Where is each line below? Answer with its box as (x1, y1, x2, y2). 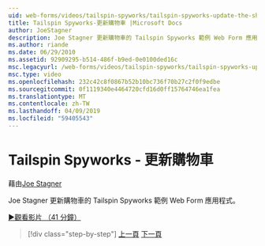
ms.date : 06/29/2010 (8, 48, 77, 56)
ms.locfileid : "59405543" (8, 115, 93, 123)
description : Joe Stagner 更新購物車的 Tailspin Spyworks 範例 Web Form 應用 (8, 33, 258, 42)
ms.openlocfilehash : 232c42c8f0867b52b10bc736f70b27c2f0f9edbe (8, 78, 221, 85)
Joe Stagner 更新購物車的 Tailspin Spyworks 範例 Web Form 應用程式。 (8, 195, 241, 205)
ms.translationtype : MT (8, 93, 87, 100)
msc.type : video (8, 70, 62, 78)
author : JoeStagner (8, 26, 73, 34)
